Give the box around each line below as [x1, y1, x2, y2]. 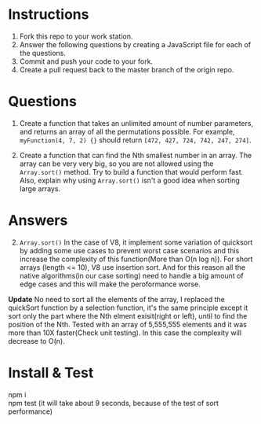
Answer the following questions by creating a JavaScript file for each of [19, 39, 252, 49]
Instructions [8, 6, 89, 24]
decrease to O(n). [8, 336, 65, 345]
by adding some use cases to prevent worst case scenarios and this [19, 245, 240, 255]
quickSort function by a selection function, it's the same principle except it [8, 303, 248, 312]
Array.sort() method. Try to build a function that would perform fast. [19, 167, 244, 176]
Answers [8, 212, 68, 230]
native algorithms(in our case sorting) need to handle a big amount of [19, 271, 245, 280]
